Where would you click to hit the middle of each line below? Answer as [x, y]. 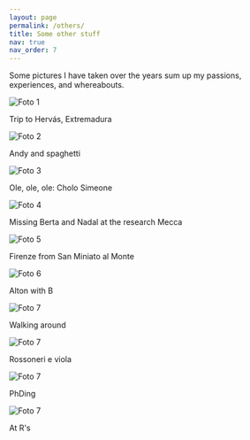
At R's [20, 428]
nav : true [27, 42]
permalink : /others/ [47, 26]
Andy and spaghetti [45, 154]
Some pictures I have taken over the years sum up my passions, [125, 75]
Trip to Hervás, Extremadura [61, 120]
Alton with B [31, 291]
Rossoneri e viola [41, 359]
